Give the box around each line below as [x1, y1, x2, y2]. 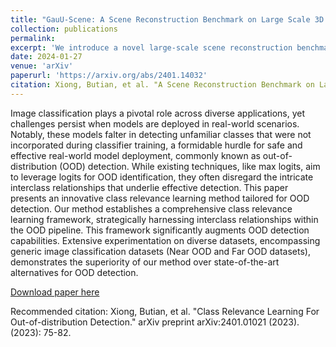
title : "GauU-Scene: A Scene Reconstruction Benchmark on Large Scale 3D [10, 14, 325, 25]
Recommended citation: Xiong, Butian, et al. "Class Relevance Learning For [10, 305, 320, 317]
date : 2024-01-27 [10, 52, 83, 62]
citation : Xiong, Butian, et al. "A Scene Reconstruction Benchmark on [10, 80, 315, 90]
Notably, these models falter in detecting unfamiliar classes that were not [10, 128, 312, 140]
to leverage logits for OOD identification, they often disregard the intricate [10, 171, 314, 183]
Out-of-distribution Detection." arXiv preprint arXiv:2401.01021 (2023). [10, 316, 300, 328]
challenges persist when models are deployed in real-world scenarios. [10, 117, 300, 130]
